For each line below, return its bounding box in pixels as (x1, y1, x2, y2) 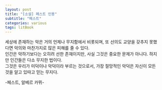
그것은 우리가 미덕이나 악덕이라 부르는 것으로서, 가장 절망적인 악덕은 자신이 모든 (5, 63, 156, 69)
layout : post (5, 7, 32, 12)
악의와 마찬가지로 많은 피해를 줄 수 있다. (14, 45, 90, 51)
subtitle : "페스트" (5, 16, 41, 21)
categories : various (5, 20, 47, 26)
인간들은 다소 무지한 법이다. (10, 57, 62, 63)
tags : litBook (5, 25, 34, 30)
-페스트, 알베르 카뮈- (5, 79, 44, 85)
